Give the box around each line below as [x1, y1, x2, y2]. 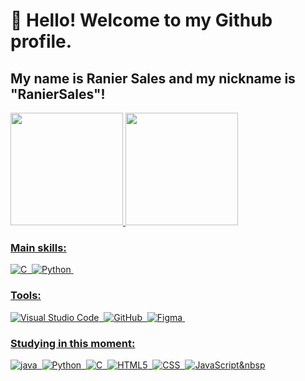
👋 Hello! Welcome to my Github [10, 9, 273, 32]
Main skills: [10, 240, 67, 254]
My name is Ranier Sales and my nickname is [10, 70, 296, 87]
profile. [10, 30, 73, 53]
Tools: [10, 289, 42, 303]
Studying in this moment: [10, 336, 136, 350]
